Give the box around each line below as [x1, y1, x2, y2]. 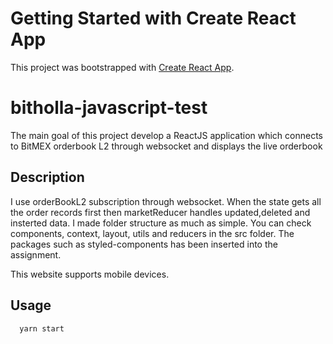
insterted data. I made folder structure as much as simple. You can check [10, 217, 312, 229]
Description [10, 169, 85, 186]
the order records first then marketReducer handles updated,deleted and [10, 206, 311, 218]
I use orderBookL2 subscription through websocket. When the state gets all [10, 195, 322, 207]
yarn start [19, 323, 65, 334]
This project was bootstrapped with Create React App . [10, 61, 235, 73]
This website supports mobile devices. [10, 268, 170, 280]
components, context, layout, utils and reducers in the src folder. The [10, 227, 295, 239]
